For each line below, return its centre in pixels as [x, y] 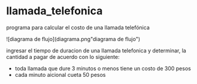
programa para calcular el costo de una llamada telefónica [78, 27]
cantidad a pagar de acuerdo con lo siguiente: [63, 57]
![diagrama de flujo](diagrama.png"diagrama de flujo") [73, 39]
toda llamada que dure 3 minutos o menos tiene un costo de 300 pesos [103, 68]
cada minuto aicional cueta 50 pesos [60, 74]
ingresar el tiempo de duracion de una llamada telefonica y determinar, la [96, 50]
